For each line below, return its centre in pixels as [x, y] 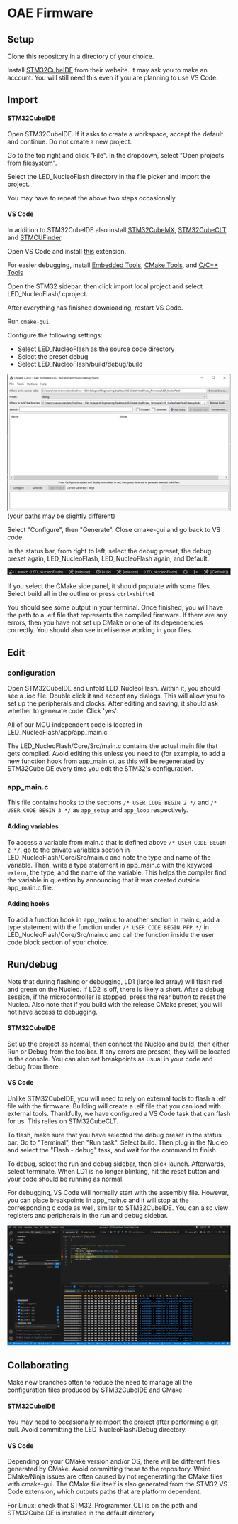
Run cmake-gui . [29, 321]
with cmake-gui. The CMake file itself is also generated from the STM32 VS [118, 1484]
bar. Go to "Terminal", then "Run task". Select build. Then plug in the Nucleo [118, 1142]
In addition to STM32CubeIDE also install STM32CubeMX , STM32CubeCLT [117, 229]
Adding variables [33, 826]
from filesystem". [32, 163]
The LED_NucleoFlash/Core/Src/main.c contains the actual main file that [113, 746]
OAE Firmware [50, 13]
